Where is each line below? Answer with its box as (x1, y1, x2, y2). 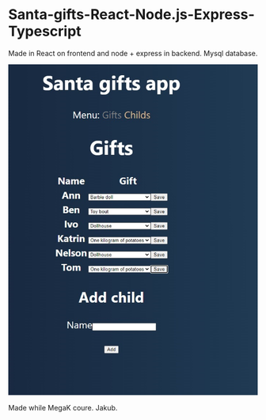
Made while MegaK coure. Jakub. (8, 403, 118, 412)
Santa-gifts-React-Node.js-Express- (8, 6, 255, 24)
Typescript (8, 22, 82, 40)
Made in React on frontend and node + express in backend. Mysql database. (8, 48, 258, 58)
